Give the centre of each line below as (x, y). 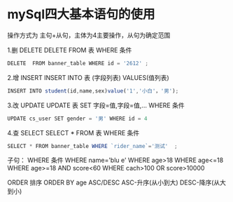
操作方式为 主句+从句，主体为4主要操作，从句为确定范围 (89, 35)
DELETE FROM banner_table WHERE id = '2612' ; (78, 63)
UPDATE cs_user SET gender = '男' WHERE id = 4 (77, 119)
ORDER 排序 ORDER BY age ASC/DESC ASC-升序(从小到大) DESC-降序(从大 (116, 182)
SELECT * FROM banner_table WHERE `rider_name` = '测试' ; (92, 146)
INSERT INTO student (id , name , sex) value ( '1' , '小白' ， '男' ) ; (93, 91)
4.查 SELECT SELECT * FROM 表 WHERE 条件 (73, 133)
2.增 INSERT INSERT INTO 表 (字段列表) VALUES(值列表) (88, 77)
